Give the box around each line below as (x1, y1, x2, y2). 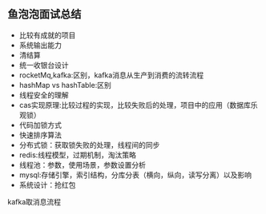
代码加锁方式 (18, 120, 62, 129)
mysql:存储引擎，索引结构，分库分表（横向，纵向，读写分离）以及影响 (18, 170, 252, 180)
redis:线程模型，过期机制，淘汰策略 (18, 150, 137, 160)
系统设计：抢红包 (18, 180, 76, 189)
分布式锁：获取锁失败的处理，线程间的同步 (18, 140, 160, 149)
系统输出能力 (18, 40, 62, 50)
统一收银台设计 (18, 60, 69, 69)
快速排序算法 (18, 130, 62, 140)
